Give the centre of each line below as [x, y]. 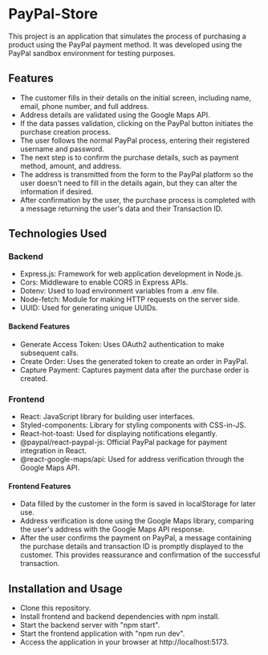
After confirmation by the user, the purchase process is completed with [138, 200]
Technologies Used [57, 234]
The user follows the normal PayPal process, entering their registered [135, 140]
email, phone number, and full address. [85, 106]
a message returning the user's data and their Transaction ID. [121, 208]
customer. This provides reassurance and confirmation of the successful [140, 555]
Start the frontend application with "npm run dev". [102, 633]
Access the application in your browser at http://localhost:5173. [124, 641]
